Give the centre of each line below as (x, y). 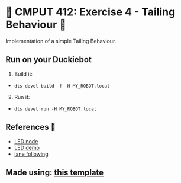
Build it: (23, 74)
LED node (26, 141)
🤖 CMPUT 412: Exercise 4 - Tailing (90, 12)
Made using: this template (55, 172)
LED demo (27, 147)
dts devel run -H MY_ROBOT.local (55, 109)
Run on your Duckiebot (49, 60)
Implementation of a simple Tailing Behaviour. (61, 41)
